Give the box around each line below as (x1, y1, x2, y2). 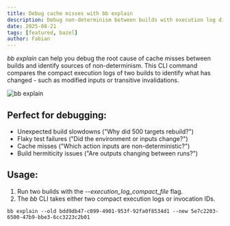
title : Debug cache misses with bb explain (7, 10, 133, 17)
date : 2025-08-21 (7, 23, 57, 29)
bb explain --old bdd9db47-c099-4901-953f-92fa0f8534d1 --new (7, 208, 188, 214)
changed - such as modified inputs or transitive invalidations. (7, 76, 179, 84)
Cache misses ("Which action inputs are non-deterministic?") (16, 142, 190, 150)
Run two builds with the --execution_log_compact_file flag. (16, 187, 183, 195)
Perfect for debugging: (7, 109, 107, 121)
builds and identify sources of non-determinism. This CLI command (7, 62, 198, 70)
